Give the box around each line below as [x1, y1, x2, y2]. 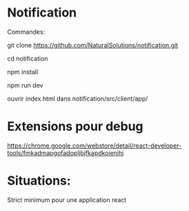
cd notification [7, 54, 48, 63]
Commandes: [7, 28, 46, 36]
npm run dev [7, 81, 43, 89]
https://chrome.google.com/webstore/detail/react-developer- [7, 141, 182, 150]
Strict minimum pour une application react [7, 195, 127, 204]
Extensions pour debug [7, 119, 143, 134]
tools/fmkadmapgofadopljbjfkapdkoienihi [7, 148, 124, 157]
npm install [7, 68, 39, 76]
